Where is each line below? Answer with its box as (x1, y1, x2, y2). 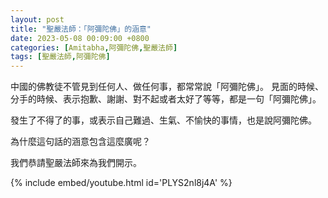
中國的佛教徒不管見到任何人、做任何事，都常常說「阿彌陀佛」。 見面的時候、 (10, 81, 324, 93)
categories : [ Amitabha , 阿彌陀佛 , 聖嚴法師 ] (10, 42, 178, 53)
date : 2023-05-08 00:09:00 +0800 (10, 33, 150, 43)
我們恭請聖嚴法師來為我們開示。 (10, 157, 142, 169)
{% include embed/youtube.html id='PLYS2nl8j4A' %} (10, 177, 233, 189)
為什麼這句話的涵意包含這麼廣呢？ (10, 136, 151, 148)
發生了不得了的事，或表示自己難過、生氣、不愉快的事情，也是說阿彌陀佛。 (10, 114, 317, 126)
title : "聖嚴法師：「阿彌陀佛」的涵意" (10, 24, 152, 34)
